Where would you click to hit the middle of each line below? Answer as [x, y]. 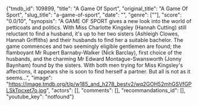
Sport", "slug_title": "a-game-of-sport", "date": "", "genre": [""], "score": [94, 15]
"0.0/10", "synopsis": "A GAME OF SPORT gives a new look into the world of [99, 21]
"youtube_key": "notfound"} [40, 97]
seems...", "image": [29, 78]
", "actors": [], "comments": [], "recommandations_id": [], [116, 90]
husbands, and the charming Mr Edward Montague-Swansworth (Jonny [94, 59]
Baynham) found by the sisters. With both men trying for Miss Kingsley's [95, 65]
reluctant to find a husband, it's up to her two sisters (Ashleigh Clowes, [93, 34]
